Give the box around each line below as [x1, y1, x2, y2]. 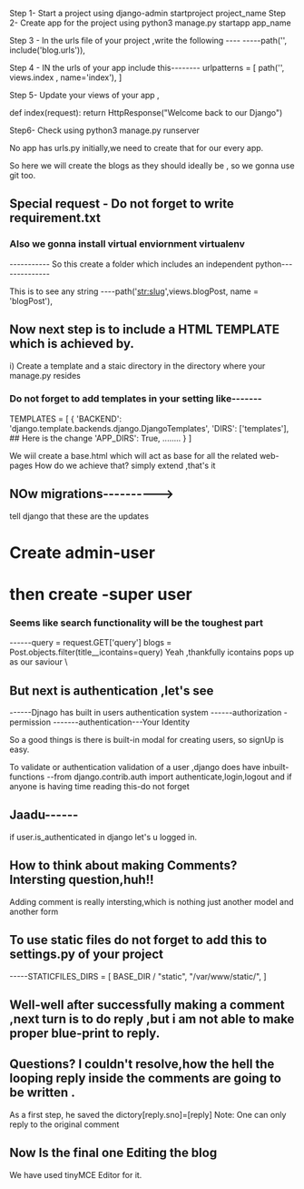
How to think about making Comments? [9, 858, 238, 873]
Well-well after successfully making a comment [9, 997, 285, 1012]
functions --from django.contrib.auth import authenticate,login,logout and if [9, 771, 292, 782]
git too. [9, 170, 36, 180]
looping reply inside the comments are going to [9, 1071, 281, 1086]
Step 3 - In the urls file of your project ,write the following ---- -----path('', [9, 36, 288, 46]
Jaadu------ [9, 808, 79, 823]
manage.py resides [9, 370, 82, 381]
